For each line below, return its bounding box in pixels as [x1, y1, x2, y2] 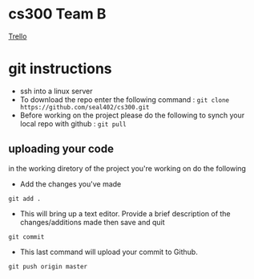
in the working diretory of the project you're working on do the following [8, 163, 247, 173]
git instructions [8, 59, 112, 78]
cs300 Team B [8, 5, 107, 23]
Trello [8, 31, 27, 41]
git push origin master [8, 262, 88, 270]
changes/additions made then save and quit [19, 217, 165, 227]
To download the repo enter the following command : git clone [19, 94, 230, 105]
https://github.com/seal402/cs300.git [19, 103, 150, 111]
